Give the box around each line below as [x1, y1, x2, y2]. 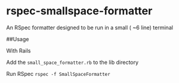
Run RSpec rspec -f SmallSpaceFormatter [6, 70, 111, 77]
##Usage [6, 35, 29, 42]
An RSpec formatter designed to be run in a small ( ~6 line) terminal [6, 24, 173, 31]
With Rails [6, 47, 31, 54]
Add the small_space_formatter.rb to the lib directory [6, 59, 139, 66]
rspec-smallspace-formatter [6, 4, 153, 18]
